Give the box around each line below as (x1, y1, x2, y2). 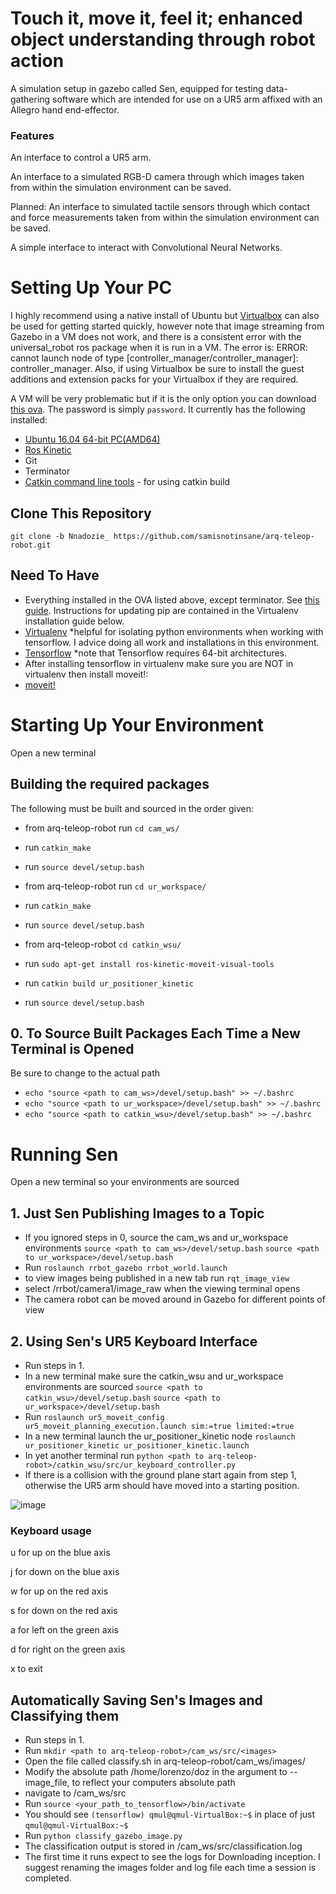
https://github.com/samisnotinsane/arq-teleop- (113, 531, 315, 541)
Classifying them (10, 1707, 120, 1724)
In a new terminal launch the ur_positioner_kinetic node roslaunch (24, 1430, 296, 1442)
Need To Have (10, 567, 100, 584)
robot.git (10, 540, 52, 550)
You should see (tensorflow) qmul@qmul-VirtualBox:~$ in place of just (24, 1808, 316, 1821)
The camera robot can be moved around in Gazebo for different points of (24, 1293, 326, 1306)
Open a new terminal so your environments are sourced (10, 1176, 240, 1188)
